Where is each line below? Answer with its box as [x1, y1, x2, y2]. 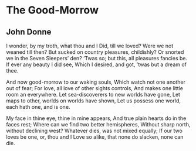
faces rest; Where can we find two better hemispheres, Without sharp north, [6, 121, 191, 128]
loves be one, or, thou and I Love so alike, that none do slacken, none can [6, 133, 184, 140]
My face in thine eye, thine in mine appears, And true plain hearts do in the [6, 115, 187, 122]
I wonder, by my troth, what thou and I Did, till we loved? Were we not [6, 42, 174, 49]
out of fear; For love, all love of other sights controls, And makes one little [6, 85, 184, 91]
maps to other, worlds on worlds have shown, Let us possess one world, [6, 97, 181, 104]
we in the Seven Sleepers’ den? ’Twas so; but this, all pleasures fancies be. [6, 55, 188, 61]
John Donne [6, 27, 52, 37]
